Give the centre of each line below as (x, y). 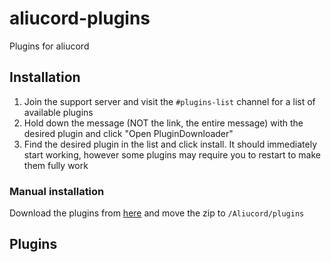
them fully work (56, 165)
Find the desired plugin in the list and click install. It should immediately (170, 144)
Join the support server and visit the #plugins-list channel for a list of (169, 101)
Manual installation (57, 191)
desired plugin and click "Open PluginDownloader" (128, 133)
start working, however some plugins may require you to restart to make (172, 154)
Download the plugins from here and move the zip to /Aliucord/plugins (157, 213)
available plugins (58, 112)
